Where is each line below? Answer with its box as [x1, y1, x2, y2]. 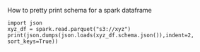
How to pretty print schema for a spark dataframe [7, 6, 152, 14]
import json [7, 20, 42, 27]
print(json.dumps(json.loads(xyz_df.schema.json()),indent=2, [7, 32, 194, 39]
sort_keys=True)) [7, 38, 59, 45]
